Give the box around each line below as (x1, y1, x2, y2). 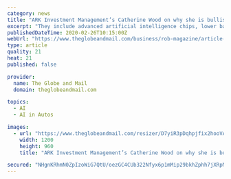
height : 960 (19, 143, 54, 150)
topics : (7, 99, 30, 106)
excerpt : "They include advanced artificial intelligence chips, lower (7, 23, 217, 29)
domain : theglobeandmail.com (13, 86, 97, 93)
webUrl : (7, 36, 30, 43)
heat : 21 (7, 55, 32, 62)
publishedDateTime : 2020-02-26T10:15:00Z (7, 29, 128, 36)
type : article (7, 42, 48, 49)
